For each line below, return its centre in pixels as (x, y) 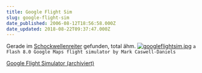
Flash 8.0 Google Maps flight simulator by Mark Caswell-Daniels (91, 52)
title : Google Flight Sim (39, 12)
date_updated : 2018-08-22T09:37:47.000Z (59, 29)
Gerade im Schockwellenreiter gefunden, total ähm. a (101, 46)
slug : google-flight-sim (38, 18)
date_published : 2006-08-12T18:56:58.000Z (61, 23)
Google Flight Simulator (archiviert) (50, 63)
